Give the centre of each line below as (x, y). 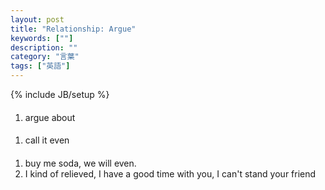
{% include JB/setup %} (60, 94)
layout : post (37, 19)
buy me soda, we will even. (80, 163)
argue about (50, 117)
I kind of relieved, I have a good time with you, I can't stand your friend (170, 173)
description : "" (44, 47)
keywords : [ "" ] (42, 38)
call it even (47, 140)
